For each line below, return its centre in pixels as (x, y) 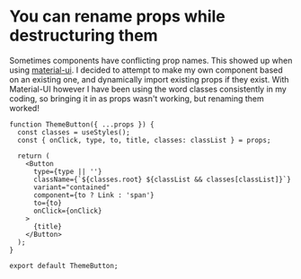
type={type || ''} (67, 171)
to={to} (48, 203)
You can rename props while (118, 17)
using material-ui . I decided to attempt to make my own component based (146, 70)
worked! (25, 108)
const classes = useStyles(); (74, 132)
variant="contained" (71, 187)
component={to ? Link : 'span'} (93, 195)
